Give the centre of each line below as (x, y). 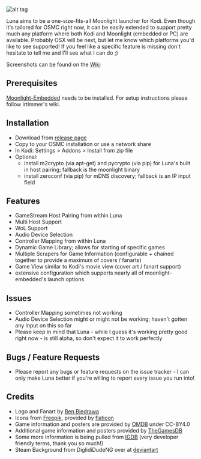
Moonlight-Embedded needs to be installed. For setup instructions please (97, 98)
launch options (66, 279)
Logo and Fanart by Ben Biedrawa (57, 411)
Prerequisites (32, 83)
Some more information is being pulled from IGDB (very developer (97, 437)
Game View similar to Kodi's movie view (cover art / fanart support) (98, 267)
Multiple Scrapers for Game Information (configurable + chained (94, 254)
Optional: (26, 157)
